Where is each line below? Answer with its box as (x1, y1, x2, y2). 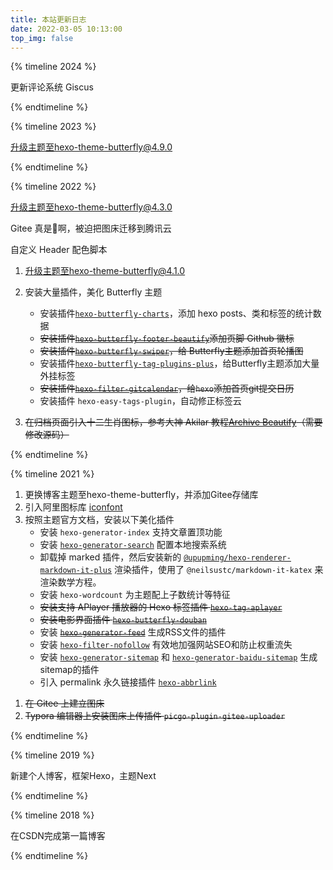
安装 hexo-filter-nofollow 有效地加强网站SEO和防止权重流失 (39, 639, 293, 651)
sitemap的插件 (39, 664, 100, 676)
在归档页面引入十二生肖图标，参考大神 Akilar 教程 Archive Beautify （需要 (24, 416, 323, 428)
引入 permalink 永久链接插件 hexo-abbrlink (39, 676, 217, 688)
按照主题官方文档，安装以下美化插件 (24, 514, 175, 526)
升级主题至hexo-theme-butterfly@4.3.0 (10, 201, 173, 213)
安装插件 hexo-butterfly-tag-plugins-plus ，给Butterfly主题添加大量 (39, 357, 320, 370)
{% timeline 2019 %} (10, 749, 95, 761)
